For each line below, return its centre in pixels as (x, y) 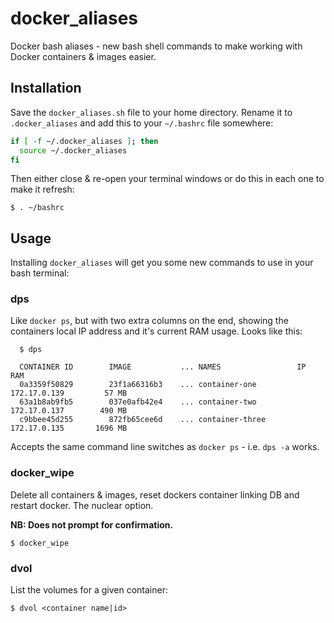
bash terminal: (40, 273)
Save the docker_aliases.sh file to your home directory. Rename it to (151, 112)
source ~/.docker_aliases (73, 150)
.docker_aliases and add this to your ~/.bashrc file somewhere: (142, 123)
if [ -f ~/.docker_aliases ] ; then (84, 141)
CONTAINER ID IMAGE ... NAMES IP (163, 367)
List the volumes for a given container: (89, 590)
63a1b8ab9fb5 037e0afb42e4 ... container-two (138, 402)
